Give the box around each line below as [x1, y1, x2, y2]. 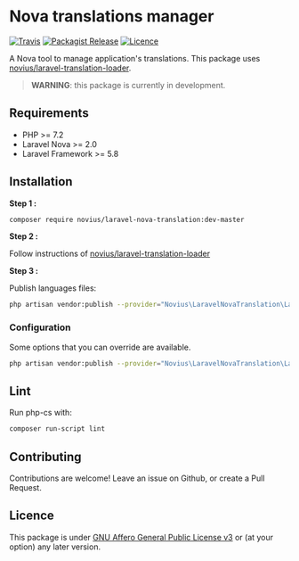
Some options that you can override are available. [9, 342, 191, 352]
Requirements [9, 105, 89, 121]
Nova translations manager [9, 6, 214, 27]
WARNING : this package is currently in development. [30, 79, 226, 90]
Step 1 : [9, 198, 37, 209]
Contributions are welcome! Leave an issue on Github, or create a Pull [9, 473, 265, 483]
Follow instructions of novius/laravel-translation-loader [9, 248, 211, 260]
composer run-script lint [9, 425, 105, 433]
